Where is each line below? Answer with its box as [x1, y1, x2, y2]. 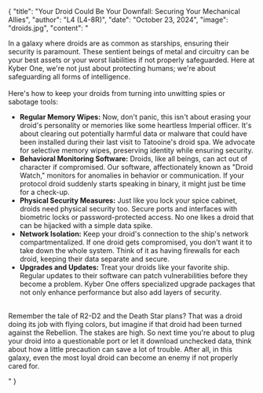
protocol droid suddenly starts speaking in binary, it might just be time [19, 179, 246, 188]
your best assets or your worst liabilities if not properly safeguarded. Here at [8, 55, 255, 64]
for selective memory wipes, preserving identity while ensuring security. [19, 145, 254, 155]
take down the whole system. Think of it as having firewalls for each [19, 246, 240, 255]
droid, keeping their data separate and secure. [19, 255, 170, 263]
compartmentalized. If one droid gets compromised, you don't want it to [19, 237, 253, 247]
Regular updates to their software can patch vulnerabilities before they [19, 271, 248, 280]
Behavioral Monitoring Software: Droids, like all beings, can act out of [19, 154, 248, 163]
